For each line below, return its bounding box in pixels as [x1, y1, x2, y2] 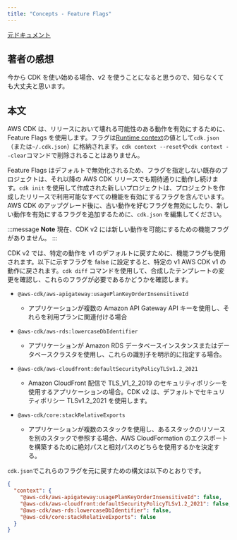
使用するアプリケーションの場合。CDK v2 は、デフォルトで [28, 388, 201, 396]
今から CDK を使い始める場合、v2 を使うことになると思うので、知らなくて [7, 73, 224, 82]
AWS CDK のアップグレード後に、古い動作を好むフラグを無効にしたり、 [7, 202, 217, 210]
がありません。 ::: [7, 234, 58, 243]
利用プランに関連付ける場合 [47, 313, 128, 321]
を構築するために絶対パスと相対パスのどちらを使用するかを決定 [28, 443, 214, 451]
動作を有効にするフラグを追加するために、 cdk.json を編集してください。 [13, 210, 226, 219]
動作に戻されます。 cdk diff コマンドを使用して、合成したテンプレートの [7, 266, 219, 275]
